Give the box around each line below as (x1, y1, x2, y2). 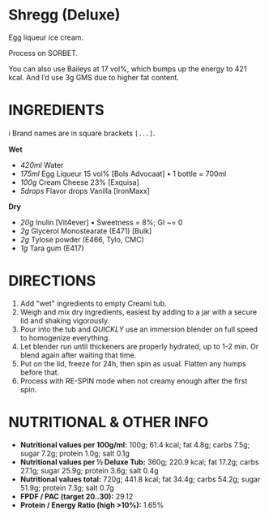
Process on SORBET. (8, 48, 79, 58)
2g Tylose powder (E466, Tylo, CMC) (19, 234, 144, 244)
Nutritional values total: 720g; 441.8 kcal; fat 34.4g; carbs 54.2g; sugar (19, 474, 261, 484)
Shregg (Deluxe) (8, 6, 121, 24)
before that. (19, 367, 60, 377)
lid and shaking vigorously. (19, 315, 110, 325)
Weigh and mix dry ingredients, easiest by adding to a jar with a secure (19, 306, 258, 317)
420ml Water (19, 160, 64, 169)
